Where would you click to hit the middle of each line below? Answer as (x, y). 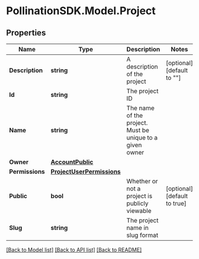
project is (139, 196)
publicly (137, 203)
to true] (176, 203)
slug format (142, 235)
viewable (139, 211)
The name (141, 108)
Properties (26, 33)
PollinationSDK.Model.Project (81, 11)
